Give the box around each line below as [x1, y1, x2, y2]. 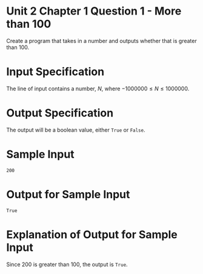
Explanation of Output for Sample [6, 227, 178, 241]
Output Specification [6, 106, 114, 120]
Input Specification [6, 65, 105, 79]
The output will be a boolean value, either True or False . [6, 126, 145, 133]
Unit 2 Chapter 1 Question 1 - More [6, 4, 182, 18]
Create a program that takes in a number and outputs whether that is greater [6, 37, 197, 44]
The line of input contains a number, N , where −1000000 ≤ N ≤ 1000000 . [6, 85, 190, 92]
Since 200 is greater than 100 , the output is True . [6, 261, 128, 268]
